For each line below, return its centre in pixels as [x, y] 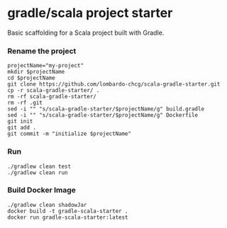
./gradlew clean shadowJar [47, 205]
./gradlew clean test [39, 166]
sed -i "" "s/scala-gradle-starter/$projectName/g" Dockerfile [103, 115]
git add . [22, 128]
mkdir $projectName [36, 72]
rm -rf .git [25, 103]
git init [20, 122]
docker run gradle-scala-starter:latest [68, 217]
